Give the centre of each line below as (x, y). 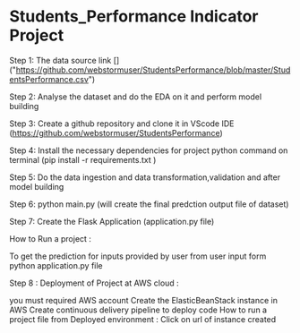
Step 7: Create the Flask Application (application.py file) (112, 221)
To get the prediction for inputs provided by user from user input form (138, 256)
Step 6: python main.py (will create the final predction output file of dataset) (149, 204)
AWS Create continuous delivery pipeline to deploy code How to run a (138, 310)
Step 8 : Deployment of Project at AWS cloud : (94, 283)
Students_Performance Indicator (134, 17)
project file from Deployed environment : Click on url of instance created (143, 319)
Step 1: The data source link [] (64, 60)
